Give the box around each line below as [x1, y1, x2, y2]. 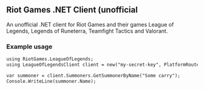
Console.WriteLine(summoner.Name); [6, 78, 97, 84]
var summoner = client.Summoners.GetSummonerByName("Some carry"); [6, 72, 181, 79]
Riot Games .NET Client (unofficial [6, 5, 138, 15]
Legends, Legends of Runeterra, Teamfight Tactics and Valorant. [6, 27, 168, 34]
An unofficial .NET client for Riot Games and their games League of [6, 21, 174, 28]
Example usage [6, 42, 53, 51]
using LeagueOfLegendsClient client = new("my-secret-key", [6, 62, 162, 68]
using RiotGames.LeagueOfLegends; [6, 56, 94, 62]
